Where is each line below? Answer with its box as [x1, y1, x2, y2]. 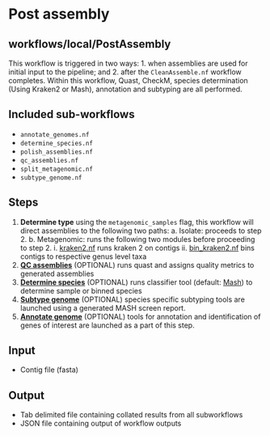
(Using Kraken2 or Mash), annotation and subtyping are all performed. [8, 84, 243, 94]
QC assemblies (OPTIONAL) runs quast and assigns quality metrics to [19, 260, 255, 269]
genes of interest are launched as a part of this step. [19, 320, 196, 330]
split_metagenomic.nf [19, 165, 93, 173]
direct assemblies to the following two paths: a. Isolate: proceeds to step [19, 226, 262, 235]
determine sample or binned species [19, 286, 143, 295]
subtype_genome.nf [19, 173, 82, 182]
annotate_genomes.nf [19, 130, 90, 138]
